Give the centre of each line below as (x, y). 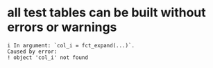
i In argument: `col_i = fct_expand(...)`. (71, 45)
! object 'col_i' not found (48, 57)
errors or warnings (62, 27)
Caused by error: (32, 52)
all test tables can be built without (106, 13)
